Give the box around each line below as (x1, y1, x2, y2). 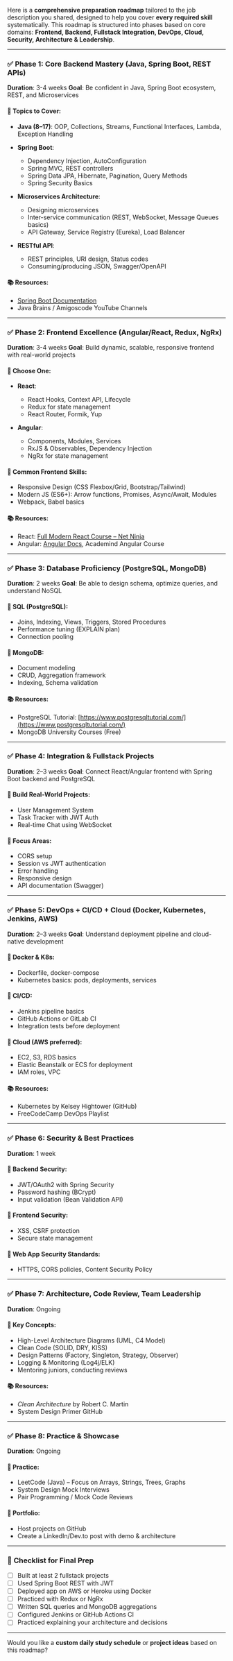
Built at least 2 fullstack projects (17, 1571, 110, 1579)
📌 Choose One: (7, 366, 51, 375)
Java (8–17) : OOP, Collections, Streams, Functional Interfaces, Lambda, (17, 122, 222, 130)
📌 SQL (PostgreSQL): (7, 602, 68, 611)
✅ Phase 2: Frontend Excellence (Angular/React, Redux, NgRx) (7, 327, 222, 337)
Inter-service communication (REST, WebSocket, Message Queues (27, 213, 219, 221)
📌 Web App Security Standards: (7, 1250, 101, 1258)
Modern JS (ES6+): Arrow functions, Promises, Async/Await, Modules (17, 491, 217, 499)
